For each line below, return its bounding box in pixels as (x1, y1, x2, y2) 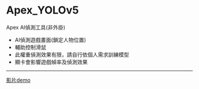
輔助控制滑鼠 (14, 44, 46, 51)
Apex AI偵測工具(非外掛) (6, 24, 66, 31)
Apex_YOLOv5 (6, 4, 79, 17)
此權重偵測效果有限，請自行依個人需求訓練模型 (14, 51, 129, 58)
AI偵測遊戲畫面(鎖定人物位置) (14, 36, 86, 43)
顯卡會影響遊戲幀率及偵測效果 (14, 58, 88, 65)
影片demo (6, 76, 31, 83)
